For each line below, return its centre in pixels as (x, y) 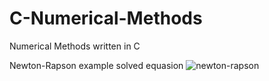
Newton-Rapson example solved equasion (96, 65)
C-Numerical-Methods (106, 18)
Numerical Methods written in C (75, 46)
